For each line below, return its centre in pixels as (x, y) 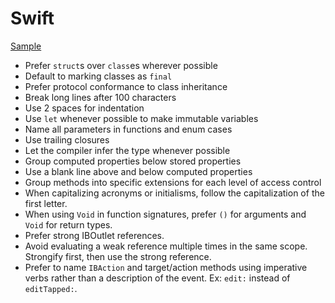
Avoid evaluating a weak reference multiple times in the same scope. (166, 246)
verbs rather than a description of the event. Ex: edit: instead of (157, 278)
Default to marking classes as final (98, 76)
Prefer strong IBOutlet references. (94, 235)
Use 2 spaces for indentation (84, 108)
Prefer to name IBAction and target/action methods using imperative (166, 267)
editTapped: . (51, 288)
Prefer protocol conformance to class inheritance (126, 86)
